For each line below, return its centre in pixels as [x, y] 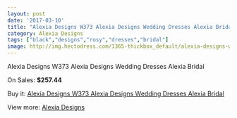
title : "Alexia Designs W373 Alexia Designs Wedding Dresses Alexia [110, 27]
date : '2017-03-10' [36, 20]
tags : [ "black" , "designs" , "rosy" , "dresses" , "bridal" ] [88, 40]
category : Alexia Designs [45, 33]
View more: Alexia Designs [46, 107]
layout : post [26, 14]
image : [17, 46]
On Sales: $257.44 [35, 80]
